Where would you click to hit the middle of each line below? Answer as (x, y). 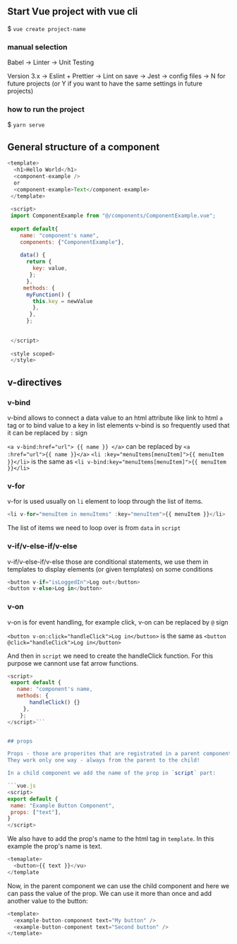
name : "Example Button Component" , (62, 806)
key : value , (50, 269)
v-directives (35, 382)
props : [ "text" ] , (36, 812)
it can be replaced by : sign (48, 433)
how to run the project (46, 110)
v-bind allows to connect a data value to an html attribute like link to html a (115, 418)
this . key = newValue (63, 301)
